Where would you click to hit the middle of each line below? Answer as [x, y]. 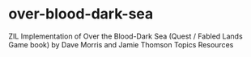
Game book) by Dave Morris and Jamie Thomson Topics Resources [121, 44]
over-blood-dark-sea [81, 14]
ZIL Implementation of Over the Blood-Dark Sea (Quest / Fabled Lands [125, 36]
